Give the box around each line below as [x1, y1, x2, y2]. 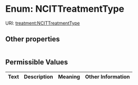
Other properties [5, 35, 60, 44]
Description [24, 73, 53, 80]
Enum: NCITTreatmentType [5, 3, 125, 15]
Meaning [58, 73, 81, 80]
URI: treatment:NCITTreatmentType [5, 20, 81, 26]
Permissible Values [5, 58, 68, 67]
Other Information [85, 73, 130, 80]
